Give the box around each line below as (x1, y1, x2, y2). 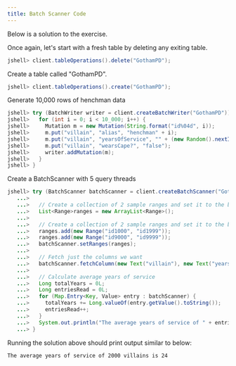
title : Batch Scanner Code (7, 10, 86, 18)
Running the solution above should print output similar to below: (7, 339, 192, 347)
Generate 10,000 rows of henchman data (7, 96, 126, 104)
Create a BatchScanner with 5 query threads (7, 175, 136, 183)
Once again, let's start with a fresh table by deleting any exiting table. (7, 43, 208, 51)
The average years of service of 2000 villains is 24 (7, 352, 169, 359)
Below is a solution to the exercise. (7, 30, 107, 38)
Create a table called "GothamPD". (7, 70, 107, 78)
